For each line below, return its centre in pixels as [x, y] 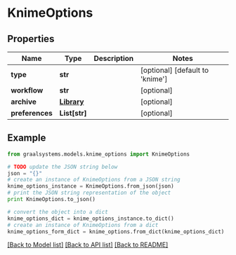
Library [72, 102]
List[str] [73, 113]
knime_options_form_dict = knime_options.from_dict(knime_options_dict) [116, 232]
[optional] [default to [175, 70]
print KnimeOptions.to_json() [52, 200]
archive [24, 102]
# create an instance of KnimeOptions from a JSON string [94, 180]
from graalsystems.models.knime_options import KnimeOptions [99, 154]
